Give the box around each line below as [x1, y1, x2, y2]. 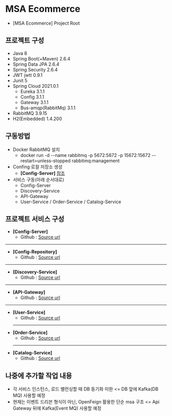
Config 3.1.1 [20, 93, 45, 100]
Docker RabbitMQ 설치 [12, 146, 60, 152]
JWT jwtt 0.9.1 [12, 72, 42, 78]
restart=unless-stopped [20, 157, 71, 164]
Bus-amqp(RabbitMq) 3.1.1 [20, 105, 76, 111]
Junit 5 [12, 77, 28, 84]
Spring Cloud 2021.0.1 [12, 83, 59, 89]
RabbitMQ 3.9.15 [12, 110, 48, 116]
